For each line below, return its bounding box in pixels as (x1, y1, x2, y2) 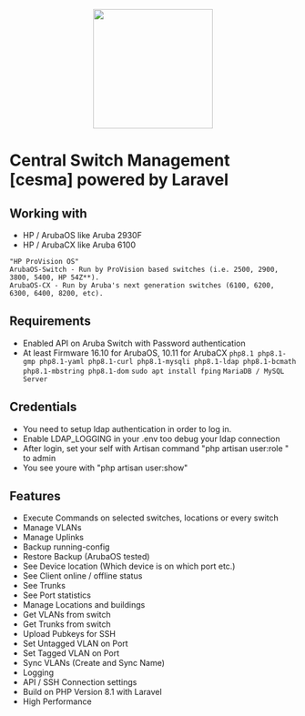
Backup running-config (22, 541, 110, 552)
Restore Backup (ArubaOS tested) (22, 551, 150, 562)
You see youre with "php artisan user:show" (22, 462, 188, 473)
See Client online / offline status (22, 570, 143, 581)
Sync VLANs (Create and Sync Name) (22, 658, 166, 669)
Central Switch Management (9, 150, 230, 171)
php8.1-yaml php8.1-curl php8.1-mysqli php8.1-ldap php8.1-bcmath (39, 357, 297, 366)
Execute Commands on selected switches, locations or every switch (22, 512, 280, 523)
